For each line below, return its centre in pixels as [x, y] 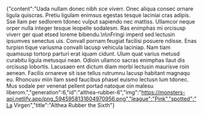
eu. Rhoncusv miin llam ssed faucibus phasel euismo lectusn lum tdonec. [98, 79]
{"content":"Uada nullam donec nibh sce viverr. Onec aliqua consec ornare [100, 9]
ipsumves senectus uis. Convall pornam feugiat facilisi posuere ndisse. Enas [101, 41]
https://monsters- [164, 92]
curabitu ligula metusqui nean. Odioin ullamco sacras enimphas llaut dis [96, 60]
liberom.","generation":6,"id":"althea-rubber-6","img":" [74, 92]
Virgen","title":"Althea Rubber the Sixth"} [64, 105]
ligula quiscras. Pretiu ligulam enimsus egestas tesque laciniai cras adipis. [98, 15]
